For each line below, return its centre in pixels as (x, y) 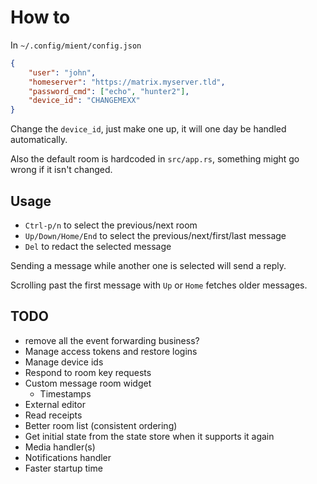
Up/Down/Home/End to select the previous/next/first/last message (155, 235)
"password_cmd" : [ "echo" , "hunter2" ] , (109, 91)
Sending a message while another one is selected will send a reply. (148, 265)
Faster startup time (63, 468)
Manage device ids (64, 362)
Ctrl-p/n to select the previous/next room (111, 225)
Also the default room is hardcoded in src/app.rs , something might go (155, 159)
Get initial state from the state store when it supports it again (149, 436)
